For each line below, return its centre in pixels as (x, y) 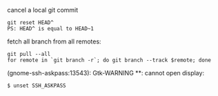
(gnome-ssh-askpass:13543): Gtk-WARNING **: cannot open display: (106, 73)
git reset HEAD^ (30, 23)
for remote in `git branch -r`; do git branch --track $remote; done (109, 60)
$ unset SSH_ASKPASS (37, 86)
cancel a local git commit (43, 10)
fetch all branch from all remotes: (54, 41)
